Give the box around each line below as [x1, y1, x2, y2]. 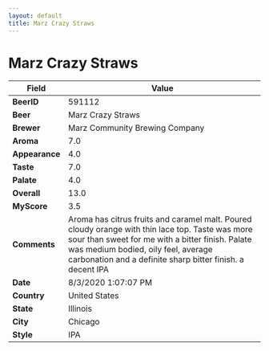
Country [12, 290, 45, 301]
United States [67, 290, 119, 301]
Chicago [67, 316, 100, 328]
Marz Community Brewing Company [67, 122, 205, 133]
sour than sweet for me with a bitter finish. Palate [67, 234, 252, 245]
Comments [12, 239, 56, 250]
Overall [12, 188, 41, 199]
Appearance [12, 149, 61, 160]
